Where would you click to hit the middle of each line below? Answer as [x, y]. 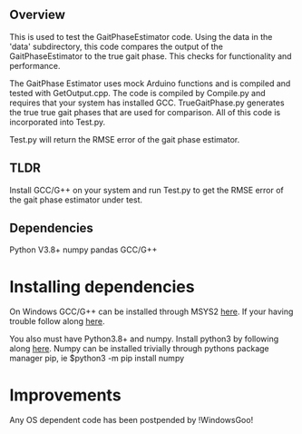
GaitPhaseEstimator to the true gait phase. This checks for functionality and [151, 56]
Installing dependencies [102, 286]
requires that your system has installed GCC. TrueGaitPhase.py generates [147, 103]
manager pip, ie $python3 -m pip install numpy [97, 359]
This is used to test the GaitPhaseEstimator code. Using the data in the [141, 36]
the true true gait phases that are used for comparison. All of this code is [145, 112]
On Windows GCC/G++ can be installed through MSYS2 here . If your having [151, 311]
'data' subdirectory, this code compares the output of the [117, 46]
